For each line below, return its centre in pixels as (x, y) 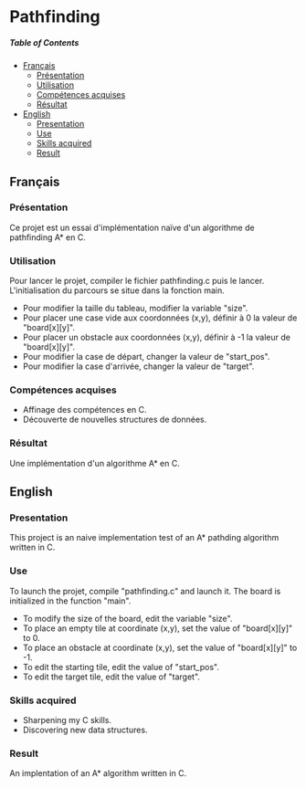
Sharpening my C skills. (67, 720)
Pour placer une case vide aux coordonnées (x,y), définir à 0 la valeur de (160, 318)
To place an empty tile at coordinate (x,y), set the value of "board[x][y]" (158, 628)
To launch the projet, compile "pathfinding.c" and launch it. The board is (145, 591)
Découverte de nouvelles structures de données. (115, 420)
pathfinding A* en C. (48, 237)
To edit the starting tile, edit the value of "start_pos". (121, 667)
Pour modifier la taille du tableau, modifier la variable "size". (135, 309)
